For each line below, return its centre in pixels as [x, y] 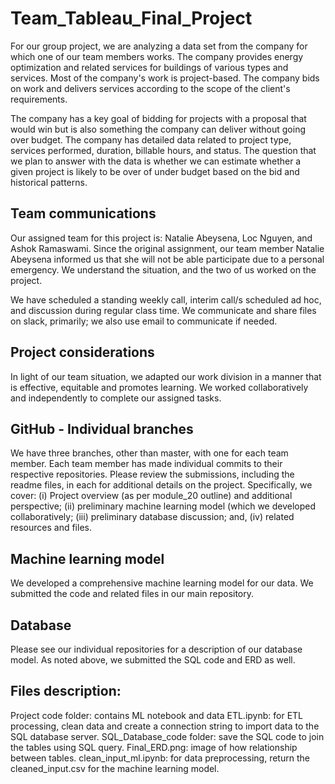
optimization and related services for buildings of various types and [149, 67]
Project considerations [82, 352]
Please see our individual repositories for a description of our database [156, 649]
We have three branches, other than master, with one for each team [149, 453]
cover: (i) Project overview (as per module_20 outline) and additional [151, 496]
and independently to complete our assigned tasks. [116, 398]
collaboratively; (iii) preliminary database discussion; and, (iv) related [152, 517]
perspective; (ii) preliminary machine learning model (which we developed [163, 506]
